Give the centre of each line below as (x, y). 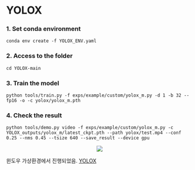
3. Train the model (33, 83)
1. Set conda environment (44, 29)
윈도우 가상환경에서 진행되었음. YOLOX (51, 161)
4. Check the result (34, 115)
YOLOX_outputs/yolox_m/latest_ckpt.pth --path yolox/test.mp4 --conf (94, 133)
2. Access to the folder (39, 56)
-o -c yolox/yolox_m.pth (50, 101)
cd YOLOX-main (24, 68)
